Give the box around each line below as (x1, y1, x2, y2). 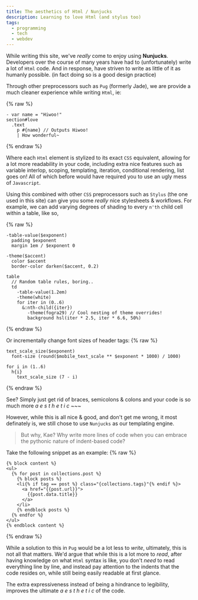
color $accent (11, 258, 46, 264)
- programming (11, 25, 46, 31)
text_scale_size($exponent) (6, 348, 76, 354)
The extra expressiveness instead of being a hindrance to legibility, (6, 581, 170, 588)
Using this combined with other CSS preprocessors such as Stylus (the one (6, 191, 188, 198)
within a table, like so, (6, 210, 59, 216)
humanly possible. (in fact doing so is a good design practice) (6, 71, 157, 78)
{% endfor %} (11, 512, 44, 518)
